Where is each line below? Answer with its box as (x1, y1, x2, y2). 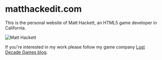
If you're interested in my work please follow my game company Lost (5, 44, 145, 50)
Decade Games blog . (5, 49, 48, 55)
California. (5, 25, 26, 30)
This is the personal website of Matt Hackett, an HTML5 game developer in (5, 20, 158, 26)
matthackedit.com (5, 3, 82, 15)
